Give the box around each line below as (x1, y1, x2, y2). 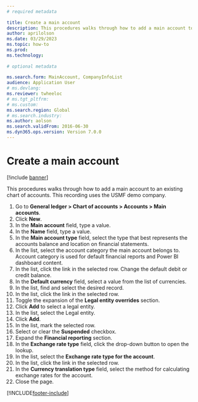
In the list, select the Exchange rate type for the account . (15, 353, 155, 360)
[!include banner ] (6, 174, 49, 181)
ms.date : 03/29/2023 (6, 36, 58, 42)
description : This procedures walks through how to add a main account (6, 25, 186, 31)
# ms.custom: (6, 101, 39, 108)
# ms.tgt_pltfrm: (6, 96, 49, 102)
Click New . (15, 215, 42, 222)
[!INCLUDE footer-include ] (6, 389, 69, 396)
